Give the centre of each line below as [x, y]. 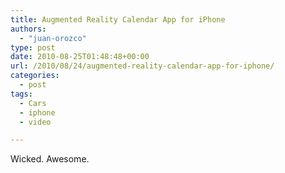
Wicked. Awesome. [50, 159]
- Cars [33, 103]
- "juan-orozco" [53, 38]
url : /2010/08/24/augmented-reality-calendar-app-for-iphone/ [142, 66]
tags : [21, 94]
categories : [35, 76]
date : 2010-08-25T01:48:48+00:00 [80, 57]
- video [35, 122]
